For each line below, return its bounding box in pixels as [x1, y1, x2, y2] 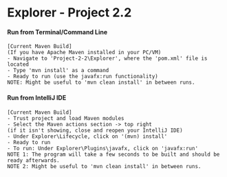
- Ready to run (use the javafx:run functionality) [7, 73, 158, 80]
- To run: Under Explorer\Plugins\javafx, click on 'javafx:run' [7, 145, 198, 152]
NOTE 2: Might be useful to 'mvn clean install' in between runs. [7, 163, 202, 169]
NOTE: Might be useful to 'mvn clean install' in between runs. [7, 79, 195, 86]
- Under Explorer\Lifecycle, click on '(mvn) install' [7, 132, 168, 140]
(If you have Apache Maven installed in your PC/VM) [7, 49, 162, 56]
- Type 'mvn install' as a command [7, 67, 109, 74]
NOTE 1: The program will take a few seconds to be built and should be [7, 151, 220, 158]
